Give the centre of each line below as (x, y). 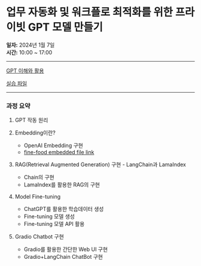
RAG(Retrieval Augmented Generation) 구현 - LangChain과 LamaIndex (100, 164)
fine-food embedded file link (59, 152)
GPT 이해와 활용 (25, 71)
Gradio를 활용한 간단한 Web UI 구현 (66, 249)
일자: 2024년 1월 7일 (31, 45)
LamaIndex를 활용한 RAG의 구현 (62, 185)
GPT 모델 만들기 (66, 27)
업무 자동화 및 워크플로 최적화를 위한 (90, 12)
